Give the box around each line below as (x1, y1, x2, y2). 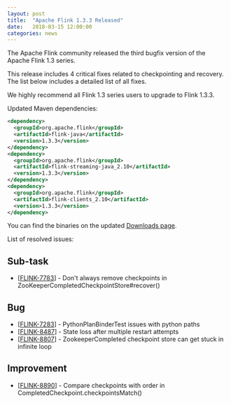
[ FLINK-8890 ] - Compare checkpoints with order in (17, 381, 165, 389)
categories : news (7, 29, 58, 37)
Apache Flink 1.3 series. (7, 57, 76, 65)
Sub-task (7, 255, 49, 267)
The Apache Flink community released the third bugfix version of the (7, 49, 206, 57)
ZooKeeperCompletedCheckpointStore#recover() (17, 281, 160, 290)
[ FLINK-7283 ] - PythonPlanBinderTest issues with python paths (17, 320, 200, 329)
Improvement (7, 363, 67, 375)
